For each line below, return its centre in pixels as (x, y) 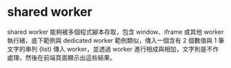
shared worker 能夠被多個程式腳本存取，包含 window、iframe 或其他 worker (115, 32)
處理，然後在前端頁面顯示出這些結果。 (61, 57)
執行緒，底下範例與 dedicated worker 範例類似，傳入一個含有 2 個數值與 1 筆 (116, 40)
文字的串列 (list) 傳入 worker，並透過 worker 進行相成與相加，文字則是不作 (113, 49)
